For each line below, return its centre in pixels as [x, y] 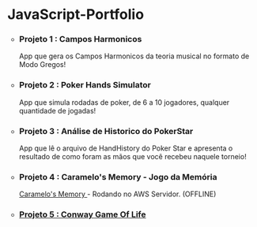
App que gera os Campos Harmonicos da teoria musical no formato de [134, 56]
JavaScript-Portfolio [76, 15]
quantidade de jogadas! [57, 110]
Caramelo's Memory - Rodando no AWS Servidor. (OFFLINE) [117, 194]
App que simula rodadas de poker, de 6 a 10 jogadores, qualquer [124, 102]
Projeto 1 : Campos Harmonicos [80, 39]
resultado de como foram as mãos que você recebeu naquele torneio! [132, 157]
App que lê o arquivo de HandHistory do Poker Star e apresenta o [126, 148]
